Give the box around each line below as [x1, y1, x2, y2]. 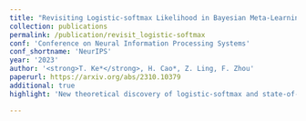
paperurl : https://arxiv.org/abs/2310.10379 [9, 73, 181, 82]
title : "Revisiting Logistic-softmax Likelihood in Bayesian [9, 13, 247, 23]
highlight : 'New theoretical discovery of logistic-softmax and [9, 89, 259, 98]
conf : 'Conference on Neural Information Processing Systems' [9, 38, 250, 48]
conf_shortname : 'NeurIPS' [9, 47, 112, 56]
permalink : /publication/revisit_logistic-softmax [9, 30, 206, 39]
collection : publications [9, 22, 107, 31]
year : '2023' [9, 55, 59, 65]
